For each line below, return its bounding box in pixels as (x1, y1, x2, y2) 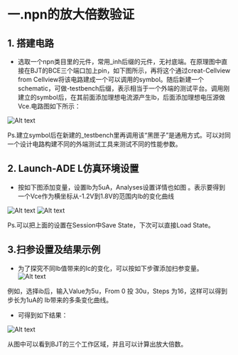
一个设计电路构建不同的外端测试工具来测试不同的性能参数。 (7, 140, 182, 148)
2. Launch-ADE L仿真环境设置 (7, 163, 139, 175)
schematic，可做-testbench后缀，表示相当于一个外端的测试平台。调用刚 (17, 84, 230, 93)
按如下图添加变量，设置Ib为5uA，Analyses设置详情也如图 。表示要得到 (17, 182, 226, 191)
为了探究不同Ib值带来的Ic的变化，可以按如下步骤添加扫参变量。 (17, 264, 203, 272)
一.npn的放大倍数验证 (7, 6, 135, 23)
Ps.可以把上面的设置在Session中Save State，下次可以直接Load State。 (7, 220, 215, 229)
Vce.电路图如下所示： (17, 102, 81, 110)
